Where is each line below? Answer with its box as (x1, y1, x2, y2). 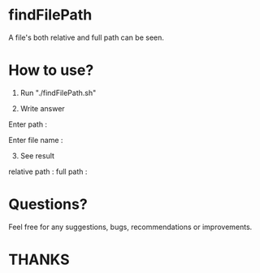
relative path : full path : (8, 167, 88, 176)
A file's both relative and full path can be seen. (8, 32, 165, 42)
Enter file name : (8, 135, 63, 145)
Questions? (8, 195, 88, 214)
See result (19, 150, 55, 160)
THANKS (8, 250, 71, 269)
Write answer (19, 103, 65, 113)
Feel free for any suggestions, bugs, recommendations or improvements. (8, 222, 253, 232)
